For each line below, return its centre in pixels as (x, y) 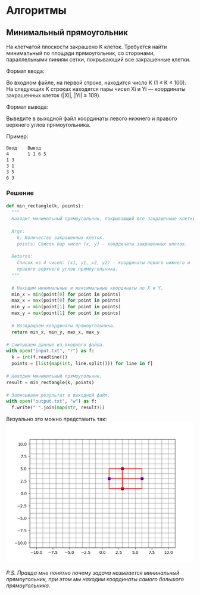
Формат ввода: (25, 71)
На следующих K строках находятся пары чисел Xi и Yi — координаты (96, 89)
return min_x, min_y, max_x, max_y (56, 332)
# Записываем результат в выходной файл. (58, 395)
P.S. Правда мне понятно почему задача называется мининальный (93, 573)
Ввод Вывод (24, 148)
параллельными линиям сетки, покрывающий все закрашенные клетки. (99, 59)
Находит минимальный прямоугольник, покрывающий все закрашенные (94, 219)
